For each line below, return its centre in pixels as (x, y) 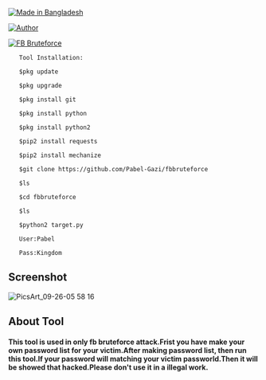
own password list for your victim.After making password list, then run (127, 350)
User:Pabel (37, 239)
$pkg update (39, 72)
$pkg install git (48, 100)
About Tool (36, 321)
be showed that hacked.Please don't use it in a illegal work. (108, 367)
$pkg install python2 (55, 127)
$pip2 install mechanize (60, 155)
